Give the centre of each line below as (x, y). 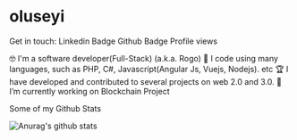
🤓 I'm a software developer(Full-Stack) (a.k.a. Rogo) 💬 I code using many (144, 58)
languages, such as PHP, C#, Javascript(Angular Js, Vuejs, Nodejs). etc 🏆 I (149, 69)
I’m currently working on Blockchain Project (89, 91)
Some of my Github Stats (55, 108)
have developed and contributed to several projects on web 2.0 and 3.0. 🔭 (145, 81)
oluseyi (37, 16)
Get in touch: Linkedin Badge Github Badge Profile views (113, 41)
